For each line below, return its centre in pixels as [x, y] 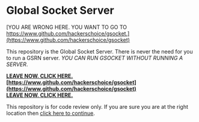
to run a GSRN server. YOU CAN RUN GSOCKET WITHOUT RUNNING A [95, 58]
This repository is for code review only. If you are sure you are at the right [97, 106]
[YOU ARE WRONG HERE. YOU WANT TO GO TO [67, 27]
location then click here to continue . [51, 113]
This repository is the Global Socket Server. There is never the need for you [100, 51]
